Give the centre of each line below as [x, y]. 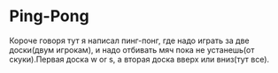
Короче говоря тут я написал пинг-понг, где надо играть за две [129, 40]
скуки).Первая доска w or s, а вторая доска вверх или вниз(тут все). [139, 59]
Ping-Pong [50, 16]
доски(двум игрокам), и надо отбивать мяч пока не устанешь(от [132, 49]
